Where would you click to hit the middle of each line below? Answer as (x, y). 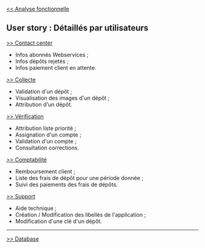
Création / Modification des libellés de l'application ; (81, 214)
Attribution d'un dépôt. (44, 104)
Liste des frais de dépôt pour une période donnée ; (79, 178)
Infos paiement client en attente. (56, 67)
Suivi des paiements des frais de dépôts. (66, 184)
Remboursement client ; (45, 171)
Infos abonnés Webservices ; (52, 54)
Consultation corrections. (47, 148)
